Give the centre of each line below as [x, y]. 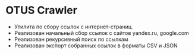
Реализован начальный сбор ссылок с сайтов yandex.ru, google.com [102, 33]
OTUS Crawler [42, 10]
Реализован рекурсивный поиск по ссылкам [71, 39]
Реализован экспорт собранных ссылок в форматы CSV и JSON [96, 46]
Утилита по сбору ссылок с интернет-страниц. [73, 27]
